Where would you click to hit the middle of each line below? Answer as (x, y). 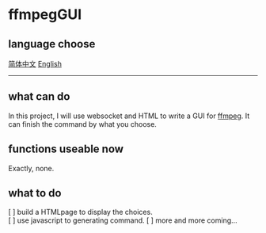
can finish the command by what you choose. (82, 124)
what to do (35, 193)
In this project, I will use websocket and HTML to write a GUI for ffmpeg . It (129, 116)
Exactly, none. (31, 168)
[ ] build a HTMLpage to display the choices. (80, 212)
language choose (52, 44)
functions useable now (66, 149)
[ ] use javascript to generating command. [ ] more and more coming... (123, 220)
